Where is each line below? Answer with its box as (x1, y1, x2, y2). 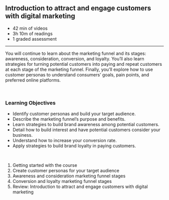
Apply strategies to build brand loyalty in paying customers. (12, 143, 136, 149)
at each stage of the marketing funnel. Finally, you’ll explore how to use (5, 66, 153, 72)
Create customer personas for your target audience (12, 168, 120, 174)
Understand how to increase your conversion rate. (12, 138, 117, 144)
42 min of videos (12, 25, 48, 31)
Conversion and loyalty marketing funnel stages (12, 178, 112, 184)
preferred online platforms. (5, 77, 61, 83)
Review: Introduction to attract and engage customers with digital (12, 183, 148, 190)
